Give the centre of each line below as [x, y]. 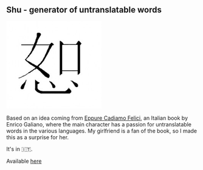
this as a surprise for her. [37, 137]
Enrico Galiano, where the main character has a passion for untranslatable [99, 124]
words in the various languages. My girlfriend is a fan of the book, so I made [102, 131]
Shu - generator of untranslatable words [84, 10]
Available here [24, 161]
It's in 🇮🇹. [19, 149]
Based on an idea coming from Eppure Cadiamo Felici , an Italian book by [97, 118]
